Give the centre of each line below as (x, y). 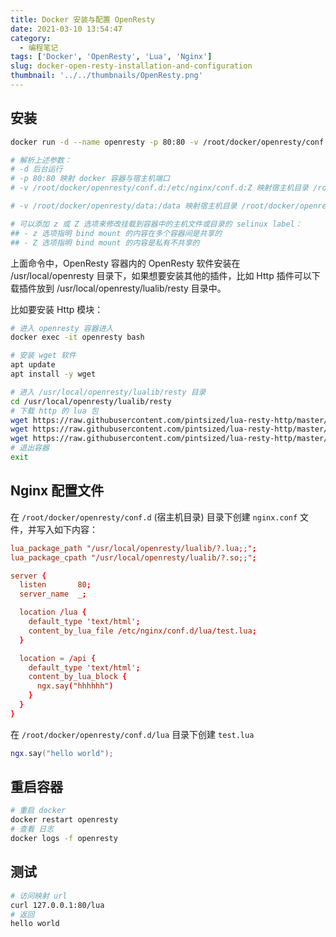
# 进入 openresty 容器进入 (62, 328)
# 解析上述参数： (41, 160)
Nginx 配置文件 (57, 491)
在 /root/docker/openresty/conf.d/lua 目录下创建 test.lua (132, 734)
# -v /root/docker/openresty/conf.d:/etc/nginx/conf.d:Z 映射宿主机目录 (159, 188)
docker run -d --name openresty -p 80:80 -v (104, 142)
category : (31, 38)
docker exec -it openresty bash (77, 337)
